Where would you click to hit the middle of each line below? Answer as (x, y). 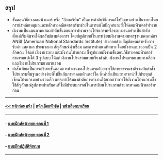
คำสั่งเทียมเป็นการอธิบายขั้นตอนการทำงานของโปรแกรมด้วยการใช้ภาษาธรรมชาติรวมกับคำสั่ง (83, 68)
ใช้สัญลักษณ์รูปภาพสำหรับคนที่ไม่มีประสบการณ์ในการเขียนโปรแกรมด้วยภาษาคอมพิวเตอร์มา (84, 85)
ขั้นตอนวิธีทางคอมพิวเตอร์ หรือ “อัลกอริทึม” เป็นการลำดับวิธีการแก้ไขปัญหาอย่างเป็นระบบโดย (85, 19)
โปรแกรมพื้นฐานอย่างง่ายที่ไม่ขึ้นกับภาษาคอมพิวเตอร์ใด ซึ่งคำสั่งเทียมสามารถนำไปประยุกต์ (82, 74)
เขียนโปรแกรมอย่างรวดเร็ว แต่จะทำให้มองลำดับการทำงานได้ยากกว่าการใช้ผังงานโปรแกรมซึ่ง (84, 79)
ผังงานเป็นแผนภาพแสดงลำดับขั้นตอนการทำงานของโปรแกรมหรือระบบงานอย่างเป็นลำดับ (81, 30)
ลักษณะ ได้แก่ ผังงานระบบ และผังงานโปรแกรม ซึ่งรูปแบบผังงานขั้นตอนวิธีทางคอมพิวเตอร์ (82, 52)
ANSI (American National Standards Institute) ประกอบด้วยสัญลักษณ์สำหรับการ (83, 41)
